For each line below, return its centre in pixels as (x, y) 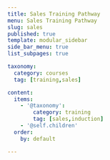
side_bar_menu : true (38, 47)
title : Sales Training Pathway (54, 14)
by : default (38, 139)
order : (24, 132)
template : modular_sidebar (47, 41)
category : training (62, 112)
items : (24, 99)
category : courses (41, 73)
